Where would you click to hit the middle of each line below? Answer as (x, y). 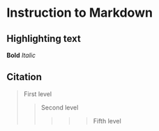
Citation (24, 77)
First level (38, 94)
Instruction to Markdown (79, 13)
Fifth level (107, 121)
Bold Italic (21, 55)
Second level (60, 107)
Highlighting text (44, 39)
